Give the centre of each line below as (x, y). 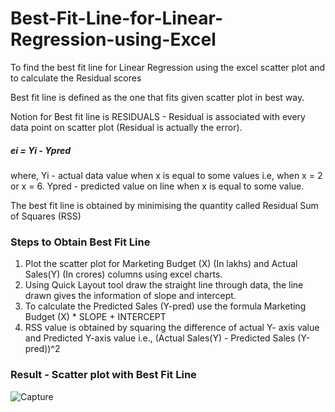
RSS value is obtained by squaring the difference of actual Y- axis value (172, 328)
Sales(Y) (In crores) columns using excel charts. (123, 274)
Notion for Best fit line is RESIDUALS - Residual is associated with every (158, 116)
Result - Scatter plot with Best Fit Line (103, 375)
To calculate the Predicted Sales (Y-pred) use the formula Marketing (165, 306)
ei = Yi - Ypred (41, 150)
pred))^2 (42, 349)
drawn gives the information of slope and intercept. (130, 296)
